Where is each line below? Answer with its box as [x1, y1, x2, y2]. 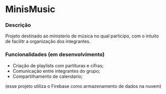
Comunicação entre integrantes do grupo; [12, 68, 100, 74]
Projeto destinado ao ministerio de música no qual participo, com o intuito [5, 33, 159, 39]
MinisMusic [5, 4, 56, 15]
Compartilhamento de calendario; [12, 73, 83, 79]
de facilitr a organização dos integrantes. [5, 38, 91, 44]
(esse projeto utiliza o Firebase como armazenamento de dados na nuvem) [5, 83, 162, 89]
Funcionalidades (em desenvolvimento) [5, 51, 105, 58]
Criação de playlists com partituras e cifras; [12, 62, 104, 69]
